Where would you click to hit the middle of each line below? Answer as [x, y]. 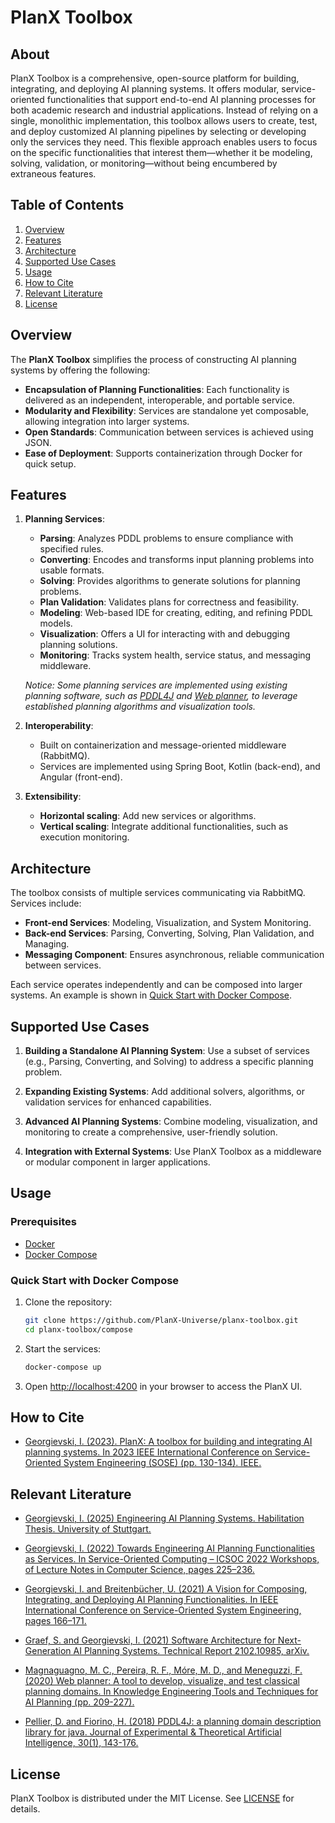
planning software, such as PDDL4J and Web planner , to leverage [161, 696]
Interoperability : [59, 726]
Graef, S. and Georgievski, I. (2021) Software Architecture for [150, 1640]
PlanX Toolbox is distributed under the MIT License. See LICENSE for [152, 1798]
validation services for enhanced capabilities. [118, 1102]
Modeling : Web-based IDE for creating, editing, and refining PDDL [176, 613]
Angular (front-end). [81, 777]
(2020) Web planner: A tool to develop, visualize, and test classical [162, 1681]
